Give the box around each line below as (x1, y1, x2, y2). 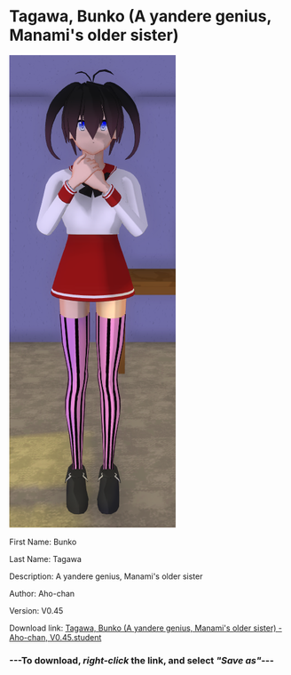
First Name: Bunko (9, 536, 77, 547)
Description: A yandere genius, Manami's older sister (9, 571, 203, 582)
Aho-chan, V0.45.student (9, 631, 102, 642)
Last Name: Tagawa (9, 553, 83, 564)
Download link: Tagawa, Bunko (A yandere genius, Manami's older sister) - (9, 623, 282, 633)
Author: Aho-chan (9, 588, 75, 599)
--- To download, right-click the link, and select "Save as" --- (9, 654, 275, 666)
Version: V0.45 (9, 605, 64, 615)
